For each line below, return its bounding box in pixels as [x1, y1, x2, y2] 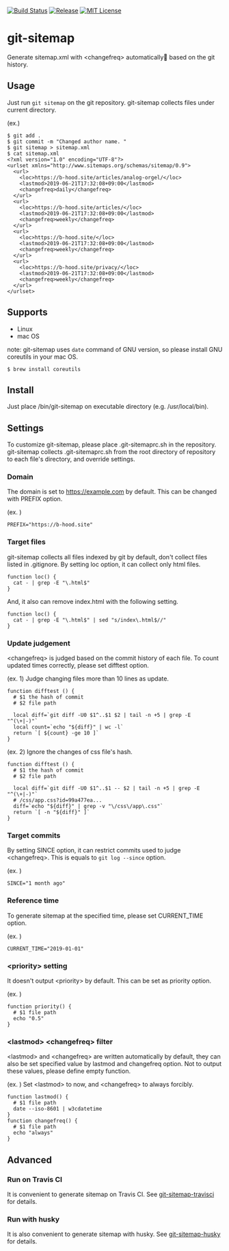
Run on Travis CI [7, 1174, 63, 1184]
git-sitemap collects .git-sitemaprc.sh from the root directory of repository [7, 448, 216, 456]
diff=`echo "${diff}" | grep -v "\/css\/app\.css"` [13, 803, 164, 810]
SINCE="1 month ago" [7, 880, 66, 887]
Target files [7, 538, 46, 547]
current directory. [7, 105, 57, 114]
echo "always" [13, 1130, 53, 1137]
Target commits [7, 831, 61, 840]
